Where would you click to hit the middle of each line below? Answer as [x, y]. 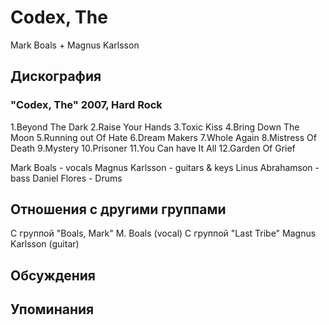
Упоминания [52, 309]
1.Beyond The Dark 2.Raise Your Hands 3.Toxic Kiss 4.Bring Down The [155, 127]
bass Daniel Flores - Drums [66, 178]
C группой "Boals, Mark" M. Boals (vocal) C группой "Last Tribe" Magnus [163, 233]
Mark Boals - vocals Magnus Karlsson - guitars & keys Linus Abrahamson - [165, 167]
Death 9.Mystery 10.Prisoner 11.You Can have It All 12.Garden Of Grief [153, 148]
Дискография [56, 76]
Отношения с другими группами [118, 209]
